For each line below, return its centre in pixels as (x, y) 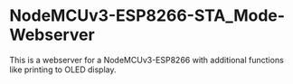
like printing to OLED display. (63, 70)
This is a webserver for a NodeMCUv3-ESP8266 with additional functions (147, 60)
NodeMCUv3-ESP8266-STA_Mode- (147, 16)
